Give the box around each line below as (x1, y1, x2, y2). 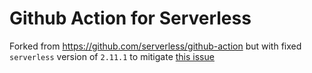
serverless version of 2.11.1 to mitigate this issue (9, 50, 215, 62)
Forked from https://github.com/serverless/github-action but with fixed (9, 40, 302, 52)
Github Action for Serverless (9, 7, 252, 30)
